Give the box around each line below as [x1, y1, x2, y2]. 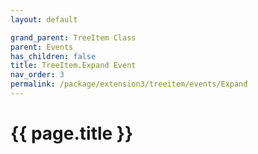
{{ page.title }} [10, 122, 134, 145]
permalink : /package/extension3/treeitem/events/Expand [10, 79, 248, 90]
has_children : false [10, 51, 97, 61]
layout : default [10, 14, 78, 25]
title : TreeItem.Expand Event [10, 61, 137, 71]
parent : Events [10, 42, 74, 52]
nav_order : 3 [10, 70, 65, 80]
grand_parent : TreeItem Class [10, 32, 137, 43]
